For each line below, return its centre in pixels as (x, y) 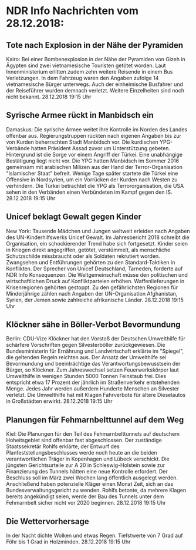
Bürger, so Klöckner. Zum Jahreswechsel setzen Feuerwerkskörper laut (92, 370)
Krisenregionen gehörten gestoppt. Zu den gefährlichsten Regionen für (92, 287)
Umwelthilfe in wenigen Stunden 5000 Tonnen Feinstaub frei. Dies (86, 376)
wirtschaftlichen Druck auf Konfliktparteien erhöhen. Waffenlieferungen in (95, 281)
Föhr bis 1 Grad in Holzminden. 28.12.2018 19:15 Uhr (68, 542)
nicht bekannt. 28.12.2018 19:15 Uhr (49, 97)
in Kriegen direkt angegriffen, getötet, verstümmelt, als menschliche (88, 250)
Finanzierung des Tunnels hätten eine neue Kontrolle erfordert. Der (87, 472)
